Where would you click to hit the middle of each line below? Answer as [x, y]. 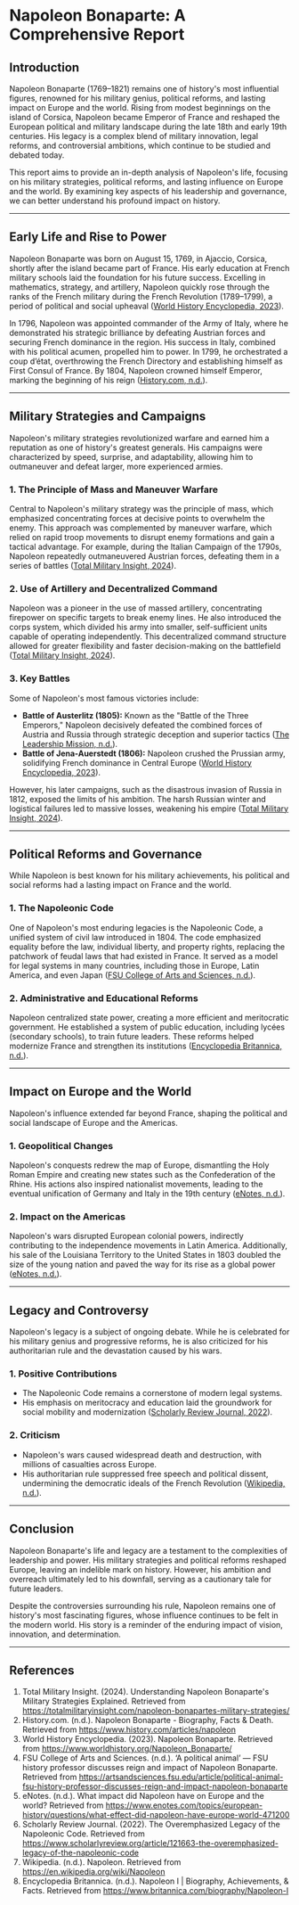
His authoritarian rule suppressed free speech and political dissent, [145, 1474]
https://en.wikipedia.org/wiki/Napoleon [93, 1872]
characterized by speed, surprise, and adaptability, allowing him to [131, 456]
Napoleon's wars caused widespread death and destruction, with [142, 1455]
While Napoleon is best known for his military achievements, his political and [149, 875]
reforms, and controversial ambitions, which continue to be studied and [140, 145]
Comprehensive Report [97, 34]
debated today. [37, 155]
